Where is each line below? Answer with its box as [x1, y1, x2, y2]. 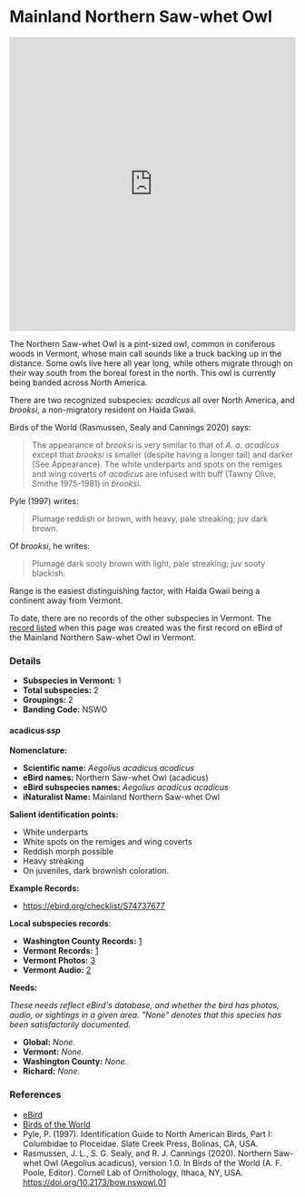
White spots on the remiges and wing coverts [22, 836, 192, 847]
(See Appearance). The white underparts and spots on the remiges [31, 459, 283, 470]
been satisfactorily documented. [9, 1019, 132, 1030]
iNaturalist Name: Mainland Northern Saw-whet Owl [22, 792, 221, 803]
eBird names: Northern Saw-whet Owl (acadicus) [22, 772, 209, 783]
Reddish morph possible [22, 846, 114, 857]
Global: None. [22, 1037, 75, 1048]
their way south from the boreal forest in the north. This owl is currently [9, 367, 277, 378]
